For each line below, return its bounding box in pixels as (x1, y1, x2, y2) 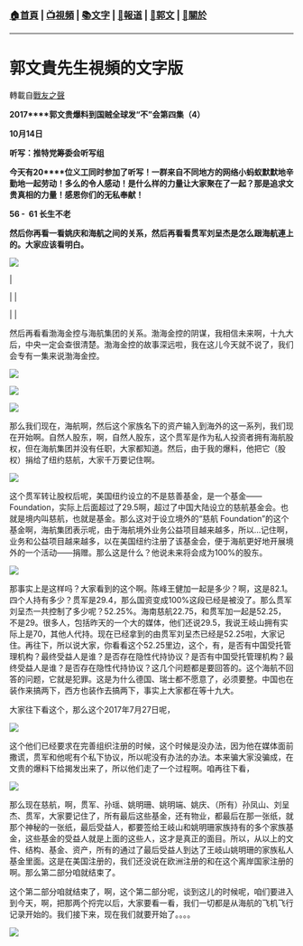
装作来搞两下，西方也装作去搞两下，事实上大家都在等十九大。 (9, 686, 239, 696)
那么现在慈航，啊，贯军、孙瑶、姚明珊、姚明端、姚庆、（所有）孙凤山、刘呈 (9, 799, 290, 810)
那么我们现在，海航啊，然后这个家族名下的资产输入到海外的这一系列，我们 (9, 421, 286, 431)
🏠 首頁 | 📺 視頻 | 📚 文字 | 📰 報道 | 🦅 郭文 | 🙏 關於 (9, 8, 207, 21)
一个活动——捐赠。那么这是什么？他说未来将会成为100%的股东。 (24, 547, 268, 558)
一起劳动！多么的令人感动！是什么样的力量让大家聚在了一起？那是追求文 (24, 178, 294, 189)
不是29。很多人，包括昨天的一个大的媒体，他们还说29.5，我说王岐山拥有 (9, 618, 281, 629)
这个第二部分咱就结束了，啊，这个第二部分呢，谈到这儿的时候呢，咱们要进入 (9, 886, 294, 897)
